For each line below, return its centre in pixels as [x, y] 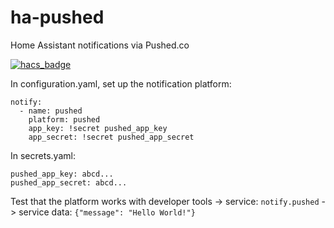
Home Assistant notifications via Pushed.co [100, 45]
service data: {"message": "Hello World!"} [107, 212]
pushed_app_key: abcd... [62, 174]
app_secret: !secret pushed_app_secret [111, 137]
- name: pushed [51, 111]
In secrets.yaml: [43, 155]
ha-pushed [57, 17]
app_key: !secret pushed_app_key [98, 128]
